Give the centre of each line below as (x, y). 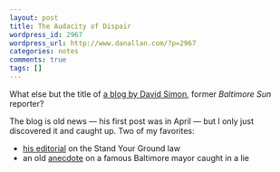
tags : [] (26, 69)
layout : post (34, 18)
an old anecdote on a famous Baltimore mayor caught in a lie (135, 158)
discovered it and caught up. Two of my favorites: (102, 130)
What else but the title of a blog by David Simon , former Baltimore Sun (140, 94)
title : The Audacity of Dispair (70, 26)
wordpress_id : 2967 (46, 34)
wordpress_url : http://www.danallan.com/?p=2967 (103, 43)
